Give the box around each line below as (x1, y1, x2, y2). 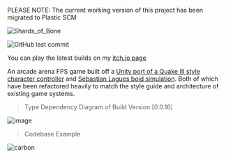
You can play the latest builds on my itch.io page (7, 54, 146, 62)
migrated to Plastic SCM (7, 13, 77, 22)
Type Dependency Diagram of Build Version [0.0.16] (24, 103, 173, 111)
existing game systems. (7, 90, 75, 97)
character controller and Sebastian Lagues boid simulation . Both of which (7, 74, 218, 83)
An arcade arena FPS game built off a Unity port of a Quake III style (7, 68, 201, 75)
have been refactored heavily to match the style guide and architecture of (7, 82, 219, 90)
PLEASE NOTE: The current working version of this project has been (7, 6, 204, 14)
